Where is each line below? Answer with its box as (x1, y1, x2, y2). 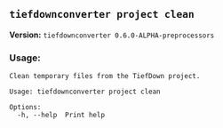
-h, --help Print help (17, 111, 105, 120)
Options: (9, 103, 42, 112)
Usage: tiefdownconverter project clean (9, 87, 162, 97)
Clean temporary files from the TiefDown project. (9, 72, 201, 81)
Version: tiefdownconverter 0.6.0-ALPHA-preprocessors (9, 29, 215, 40)
